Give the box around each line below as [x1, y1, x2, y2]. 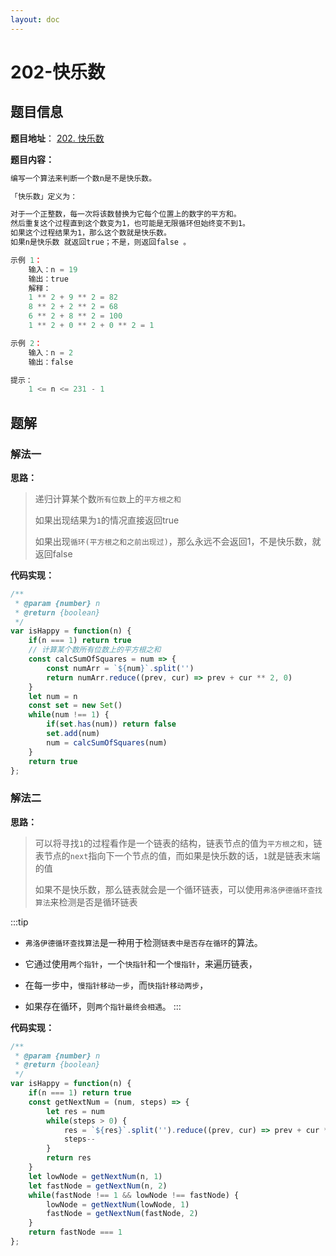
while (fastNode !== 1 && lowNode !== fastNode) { [28, 1190, 240, 1200]
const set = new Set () [28, 701, 123, 711]
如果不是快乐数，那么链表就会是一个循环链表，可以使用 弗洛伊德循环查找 [34, 883, 323, 895]
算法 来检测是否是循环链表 [34, 896, 138, 908]
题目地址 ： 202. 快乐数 [10, 132, 105, 144]
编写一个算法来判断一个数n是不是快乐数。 [10, 173, 157, 183]
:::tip [10, 916, 29, 928]
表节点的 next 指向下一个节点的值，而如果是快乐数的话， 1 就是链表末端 [34, 849, 321, 861]
